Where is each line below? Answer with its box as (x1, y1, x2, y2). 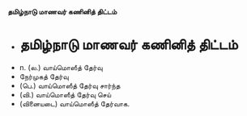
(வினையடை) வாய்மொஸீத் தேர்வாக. (19, 98, 130, 108)
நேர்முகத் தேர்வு (19, 72, 70, 81)
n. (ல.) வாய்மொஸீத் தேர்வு (19, 62, 103, 72)
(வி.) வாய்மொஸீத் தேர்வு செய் (19, 89, 112, 99)
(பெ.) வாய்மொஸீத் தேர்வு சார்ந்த (19, 81, 121, 90)
